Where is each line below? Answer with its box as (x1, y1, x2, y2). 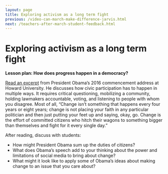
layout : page (5, 7, 33, 13)
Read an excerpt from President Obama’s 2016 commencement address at (5, 80, 159, 86)
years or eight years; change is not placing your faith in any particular (5, 106, 149, 113)
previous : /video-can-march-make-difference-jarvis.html (5, 17, 127, 22)
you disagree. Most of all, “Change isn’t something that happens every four (5, 101, 160, 107)
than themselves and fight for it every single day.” (5, 122, 108, 128)
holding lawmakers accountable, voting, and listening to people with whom (5, 96, 159, 102)
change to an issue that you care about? (12, 163, 96, 169)
